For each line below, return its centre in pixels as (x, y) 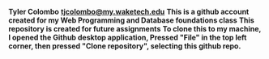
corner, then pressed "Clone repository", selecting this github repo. (125, 46)
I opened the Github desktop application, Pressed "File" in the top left (128, 37)
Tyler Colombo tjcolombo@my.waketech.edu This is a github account (129, 12)
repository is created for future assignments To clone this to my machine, (135, 29)
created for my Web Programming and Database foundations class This (132, 20)
